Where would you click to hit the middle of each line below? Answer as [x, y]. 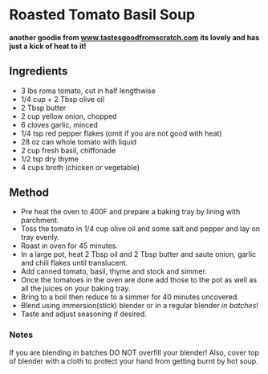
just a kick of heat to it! [48, 46]
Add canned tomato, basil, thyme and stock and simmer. [114, 271]
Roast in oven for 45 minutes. [69, 246]
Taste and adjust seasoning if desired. [83, 314]
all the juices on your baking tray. [75, 289]
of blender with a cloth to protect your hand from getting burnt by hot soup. [134, 361]
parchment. [40, 220]
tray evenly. [40, 238]
